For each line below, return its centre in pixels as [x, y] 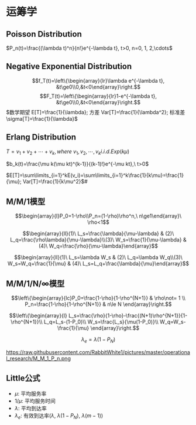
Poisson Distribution [44, 34]
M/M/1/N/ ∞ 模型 [35, 283]
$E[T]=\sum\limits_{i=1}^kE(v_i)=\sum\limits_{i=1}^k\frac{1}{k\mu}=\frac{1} [95, 175]
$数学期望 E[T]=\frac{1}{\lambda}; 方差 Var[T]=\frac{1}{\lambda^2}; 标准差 [96, 112]
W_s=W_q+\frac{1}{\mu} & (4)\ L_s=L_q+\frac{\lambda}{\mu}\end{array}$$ [98, 264]
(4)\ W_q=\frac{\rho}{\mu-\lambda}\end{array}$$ [98, 246]
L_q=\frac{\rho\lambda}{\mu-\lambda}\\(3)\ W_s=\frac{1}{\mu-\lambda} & [98, 240]
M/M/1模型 [26, 201]
